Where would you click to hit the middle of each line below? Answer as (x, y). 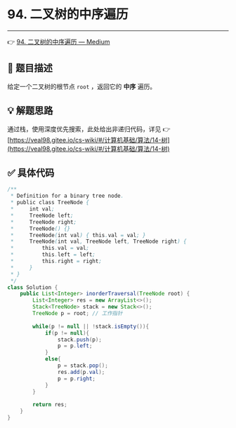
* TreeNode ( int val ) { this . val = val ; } (78, 235)
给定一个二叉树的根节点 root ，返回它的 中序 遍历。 (82, 86)
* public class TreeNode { (50, 203)
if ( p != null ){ (67, 333)
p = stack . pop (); (83, 366)
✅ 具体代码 (31, 173)
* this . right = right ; (56, 261)
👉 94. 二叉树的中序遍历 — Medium (59, 41)
